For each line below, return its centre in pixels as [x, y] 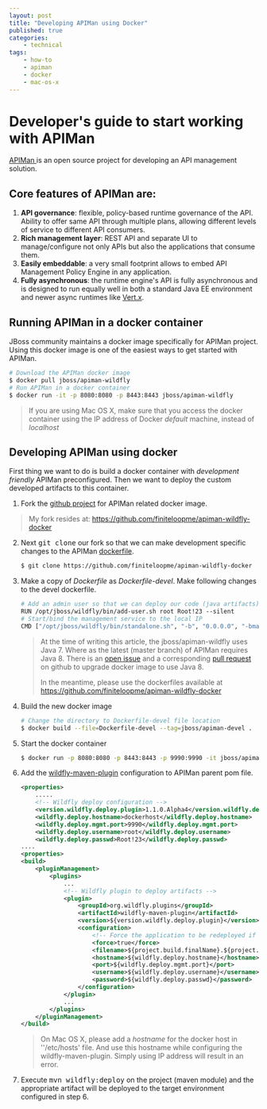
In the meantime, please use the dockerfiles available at [132, 682]
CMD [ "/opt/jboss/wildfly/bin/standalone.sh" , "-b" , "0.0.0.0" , [129, 626]
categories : [29, 38]
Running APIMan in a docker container [106, 322]
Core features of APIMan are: [83, 194]
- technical [43, 45]
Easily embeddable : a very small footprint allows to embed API [124, 264]
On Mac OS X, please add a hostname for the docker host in [139, 1039]
